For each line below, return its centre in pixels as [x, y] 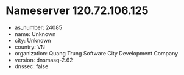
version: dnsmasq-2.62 [44, 60]
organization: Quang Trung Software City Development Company [96, 53]
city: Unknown [33, 40]
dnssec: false [31, 66]
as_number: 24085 [38, 27]
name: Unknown [35, 34]
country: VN [30, 47]
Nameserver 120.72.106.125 [77, 11]
